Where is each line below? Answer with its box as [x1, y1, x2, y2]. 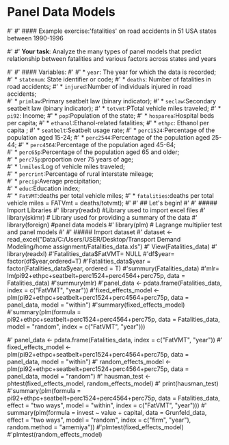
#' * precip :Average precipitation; [7, 177, 101, 185]
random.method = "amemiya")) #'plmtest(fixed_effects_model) [7, 422, 185, 431]
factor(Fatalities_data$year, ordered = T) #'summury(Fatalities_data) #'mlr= [7, 264, 220, 272]
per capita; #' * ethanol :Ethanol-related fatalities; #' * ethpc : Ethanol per [7, 118, 210, 127]
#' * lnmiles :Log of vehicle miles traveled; [7, 162, 125, 170]
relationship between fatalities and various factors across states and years [7, 54, 217, 62]
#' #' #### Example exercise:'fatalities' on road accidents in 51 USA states [7, 27, 217, 35]
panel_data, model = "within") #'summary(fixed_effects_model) [7, 301, 185, 309]
